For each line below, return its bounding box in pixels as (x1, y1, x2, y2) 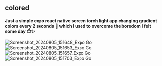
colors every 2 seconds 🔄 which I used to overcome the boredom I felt (5, 23, 152, 29)
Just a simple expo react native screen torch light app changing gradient (5, 17, 157, 24)
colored (5, 4, 30, 12)
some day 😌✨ (5, 28, 35, 34)
